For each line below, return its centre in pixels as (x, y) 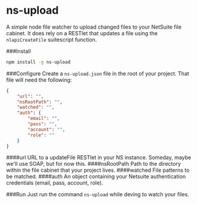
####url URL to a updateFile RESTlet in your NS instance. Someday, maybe (99, 157)
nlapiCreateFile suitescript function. (52, 39)
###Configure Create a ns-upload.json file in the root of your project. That (98, 73)
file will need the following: (39, 80)
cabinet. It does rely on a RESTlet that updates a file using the (82, 33)
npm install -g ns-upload (38, 62)
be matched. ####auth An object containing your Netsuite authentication (96, 177)
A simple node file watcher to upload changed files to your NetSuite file (94, 27)
